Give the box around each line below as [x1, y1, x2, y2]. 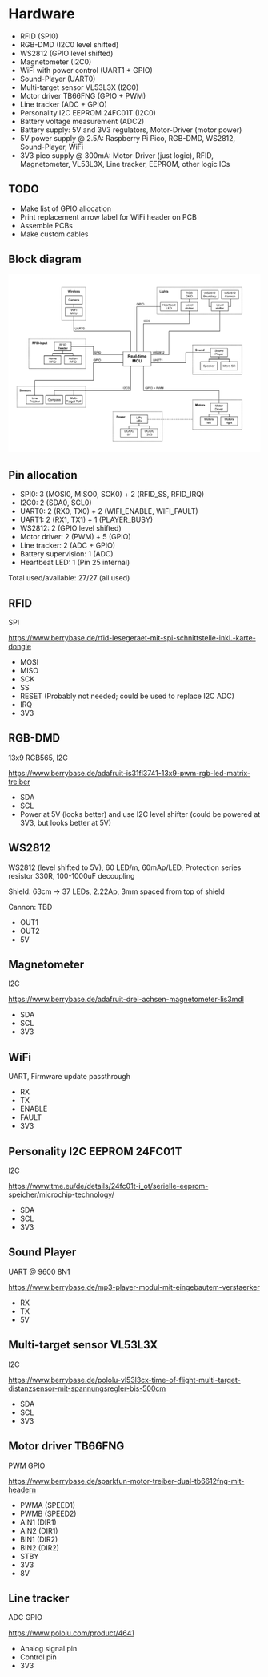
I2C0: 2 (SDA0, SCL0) [19, 498, 92, 507]
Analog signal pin [19, 1644, 78, 1654]
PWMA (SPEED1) [19, 1500, 76, 1509]
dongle [8, 642, 32, 652]
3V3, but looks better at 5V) [19, 818, 112, 827]
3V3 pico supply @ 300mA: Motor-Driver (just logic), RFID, [19, 150, 214, 160]
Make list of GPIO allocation [19, 204, 112, 213]
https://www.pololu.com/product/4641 [8, 1628, 134, 1638]
